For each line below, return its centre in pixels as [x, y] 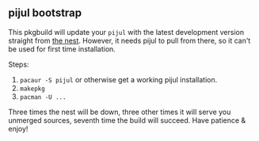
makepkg [32, 89]
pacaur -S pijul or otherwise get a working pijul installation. [118, 79]
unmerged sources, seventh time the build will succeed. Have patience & [127, 120]
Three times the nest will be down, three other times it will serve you [120, 112]
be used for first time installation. [62, 49]
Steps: [19, 64]
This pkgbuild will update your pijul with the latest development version [126, 32]
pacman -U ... [43, 97]
